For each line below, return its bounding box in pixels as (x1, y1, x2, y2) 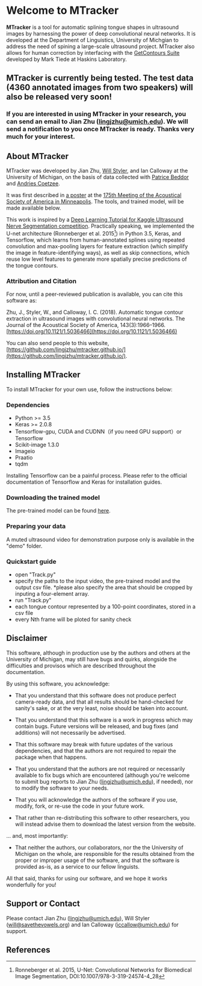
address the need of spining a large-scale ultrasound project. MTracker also (6, 43, 195, 50)
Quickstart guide (6, 557, 57, 566)
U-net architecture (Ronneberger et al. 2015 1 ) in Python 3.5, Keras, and (6, 229, 182, 237)
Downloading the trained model (6, 493, 100, 502)
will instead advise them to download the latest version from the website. (14, 820, 196, 828)
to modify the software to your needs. (14, 784, 109, 791)
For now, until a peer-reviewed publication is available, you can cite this (6, 290, 183, 298)
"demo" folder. (6, 542, 43, 549)
